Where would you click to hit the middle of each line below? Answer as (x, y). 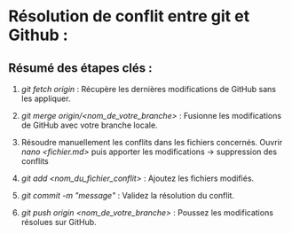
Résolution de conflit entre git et (129, 16)
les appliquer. (46, 98)
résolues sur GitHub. (59, 222)
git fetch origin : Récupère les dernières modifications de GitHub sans (149, 89)
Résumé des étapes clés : (80, 68)
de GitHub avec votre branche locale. (89, 125)
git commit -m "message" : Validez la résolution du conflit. (128, 195)
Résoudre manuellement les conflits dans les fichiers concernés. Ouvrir (152, 142)
